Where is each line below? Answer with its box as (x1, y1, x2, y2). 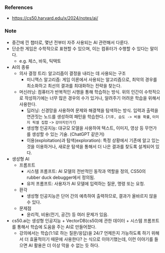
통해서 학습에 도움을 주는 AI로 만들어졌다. (17, 224, 97, 230)
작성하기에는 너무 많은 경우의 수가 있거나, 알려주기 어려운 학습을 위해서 (24, 95, 161, 101)
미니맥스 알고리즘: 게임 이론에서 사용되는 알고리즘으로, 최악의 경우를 (26, 76, 158, 83)
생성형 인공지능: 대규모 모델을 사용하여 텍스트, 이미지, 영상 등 (26, 125, 144, 131)
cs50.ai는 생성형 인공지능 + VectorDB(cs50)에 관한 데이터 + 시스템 (11, 217, 143, 223)
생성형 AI (11, 156, 30, 162)
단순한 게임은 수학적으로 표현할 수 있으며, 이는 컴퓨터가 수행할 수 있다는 (11, 45, 149, 51)
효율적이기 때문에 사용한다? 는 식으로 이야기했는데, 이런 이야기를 (30, 236, 154, 242)
